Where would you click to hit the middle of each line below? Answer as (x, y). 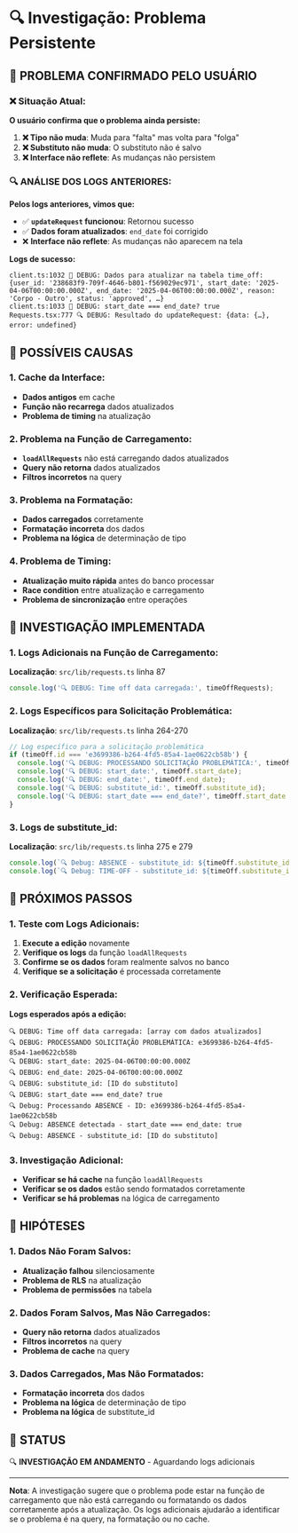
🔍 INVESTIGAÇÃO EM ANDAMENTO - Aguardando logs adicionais (132, 1462)
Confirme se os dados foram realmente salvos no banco (125, 962)
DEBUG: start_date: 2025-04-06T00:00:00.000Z (105, 1061)
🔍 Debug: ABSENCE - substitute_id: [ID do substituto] (114, 1135)
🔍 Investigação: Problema (108, 18)
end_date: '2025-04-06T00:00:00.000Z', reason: (186, 291)
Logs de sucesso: (43, 259)
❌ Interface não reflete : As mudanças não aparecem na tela (133, 241)
